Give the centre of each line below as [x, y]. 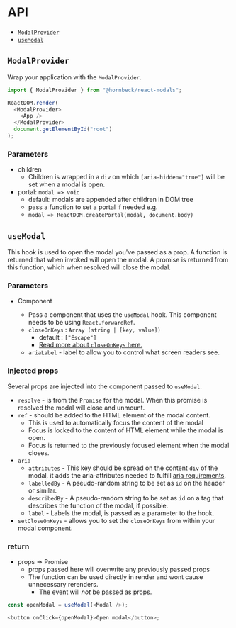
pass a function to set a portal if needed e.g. [93, 207]
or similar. [43, 490]
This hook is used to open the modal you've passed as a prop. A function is [117, 252]
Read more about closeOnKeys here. [91, 345]
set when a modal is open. [67, 184]
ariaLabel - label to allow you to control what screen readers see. [124, 352]
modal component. [45, 528]
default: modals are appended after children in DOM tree [111, 200]
